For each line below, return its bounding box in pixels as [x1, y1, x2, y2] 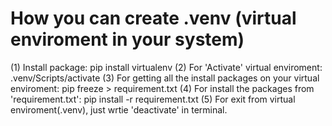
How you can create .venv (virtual [10, 7, 297, 30]
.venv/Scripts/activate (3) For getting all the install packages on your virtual [10, 72, 320, 84]
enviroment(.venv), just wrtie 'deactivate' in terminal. [10, 103, 228, 116]
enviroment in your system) [10, 28, 245, 51]
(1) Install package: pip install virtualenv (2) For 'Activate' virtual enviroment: [10, 61, 323, 73]
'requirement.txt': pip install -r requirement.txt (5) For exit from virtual [10, 93, 296, 105]
